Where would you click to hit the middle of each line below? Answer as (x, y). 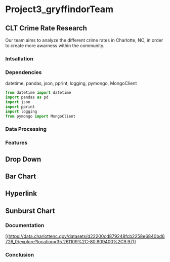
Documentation (25, 225)
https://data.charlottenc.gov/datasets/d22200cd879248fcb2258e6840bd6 (87, 236)
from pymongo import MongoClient (40, 116)
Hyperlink (21, 194)
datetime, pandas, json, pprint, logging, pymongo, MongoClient (71, 83)
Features (16, 143)
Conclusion (20, 255)
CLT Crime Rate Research (46, 28)
